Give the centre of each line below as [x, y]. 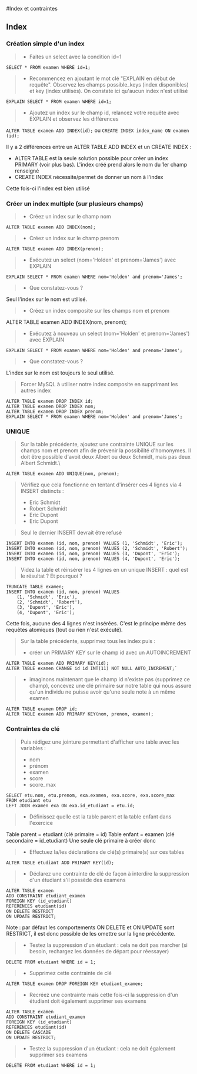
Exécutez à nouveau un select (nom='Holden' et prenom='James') [109, 333]
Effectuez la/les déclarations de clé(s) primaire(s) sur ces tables [107, 852]
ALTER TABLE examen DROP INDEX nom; [51, 406]
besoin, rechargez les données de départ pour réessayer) [99, 951]
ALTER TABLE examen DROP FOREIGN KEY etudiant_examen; [75, 984]
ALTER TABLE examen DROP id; [42, 709]
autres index [36, 390]
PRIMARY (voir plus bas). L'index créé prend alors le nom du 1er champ [101, 164]
